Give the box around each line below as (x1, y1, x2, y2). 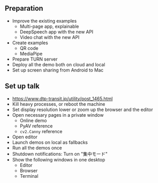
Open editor (12, 134, 38, 140)
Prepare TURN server (12, 56, 58, 62)
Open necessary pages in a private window (12, 112, 104, 118)
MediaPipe (19, 50, 43, 57)
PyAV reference (19, 123, 53, 129)
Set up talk (5, 82, 40, 90)
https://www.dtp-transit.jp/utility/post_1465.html (12, 95, 113, 102)
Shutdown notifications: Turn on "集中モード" (12, 151, 108, 157)
